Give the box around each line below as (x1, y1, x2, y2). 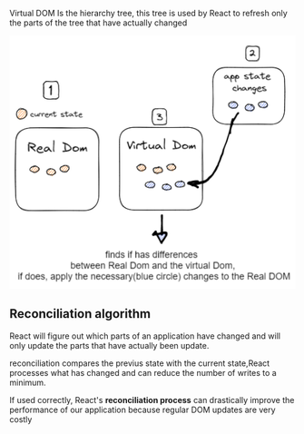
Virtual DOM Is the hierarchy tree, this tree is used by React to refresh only (9, 8, 288, 18)
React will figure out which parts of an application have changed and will (9, 330, 281, 341)
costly (9, 413, 33, 425)
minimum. (9, 377, 47, 388)
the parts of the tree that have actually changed (9, 17, 188, 28)
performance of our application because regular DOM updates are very (9, 404, 276, 415)
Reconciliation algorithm (9, 306, 152, 321)
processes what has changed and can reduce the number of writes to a (9, 367, 277, 378)
